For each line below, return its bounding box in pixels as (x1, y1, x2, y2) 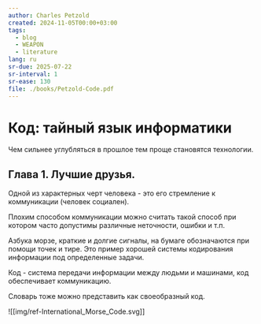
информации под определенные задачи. (8, 253, 145, 263)
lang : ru (8, 56, 37, 64)
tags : (8, 26, 26, 34)
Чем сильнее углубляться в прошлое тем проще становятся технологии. (8, 145, 254, 155)
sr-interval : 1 (8, 70, 58, 78)
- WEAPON (15, 41, 44, 49)
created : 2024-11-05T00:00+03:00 (8, 19, 118, 27)
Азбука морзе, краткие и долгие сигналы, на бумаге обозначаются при (8, 236, 250, 245)
